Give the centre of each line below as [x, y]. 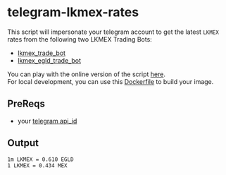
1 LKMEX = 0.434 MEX [38, 165]
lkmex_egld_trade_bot [49, 60]
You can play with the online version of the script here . [86, 74]
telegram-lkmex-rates [73, 12]
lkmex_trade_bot [41, 53]
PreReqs [26, 104]
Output [23, 143]
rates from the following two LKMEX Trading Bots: [80, 39]
